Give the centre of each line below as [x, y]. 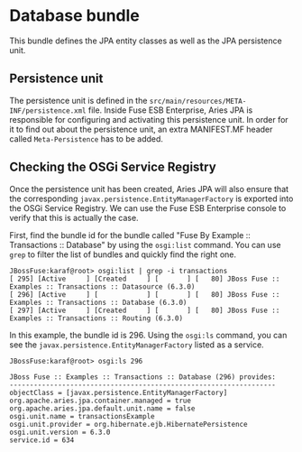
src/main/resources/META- [198, 101]
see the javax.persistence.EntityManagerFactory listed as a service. [137, 345]
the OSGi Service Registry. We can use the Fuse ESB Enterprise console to [148, 208]
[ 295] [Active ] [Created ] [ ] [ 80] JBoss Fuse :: [145, 279]
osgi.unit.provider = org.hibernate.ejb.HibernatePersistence [128, 424]
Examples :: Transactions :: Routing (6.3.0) [96, 318]
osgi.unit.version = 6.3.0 [60, 432]
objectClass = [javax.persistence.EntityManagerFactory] [119, 392]
